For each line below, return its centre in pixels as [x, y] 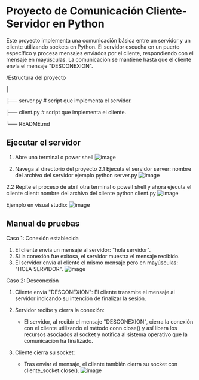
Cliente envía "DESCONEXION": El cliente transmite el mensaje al [95, 292]
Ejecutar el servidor [44, 143]
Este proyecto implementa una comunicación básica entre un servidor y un [99, 40]
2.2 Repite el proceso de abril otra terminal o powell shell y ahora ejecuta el [99, 186]
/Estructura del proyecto [36, 77]
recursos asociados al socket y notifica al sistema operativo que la [105, 334]
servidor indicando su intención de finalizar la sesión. [80, 298]
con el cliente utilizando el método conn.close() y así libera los [100, 328]
